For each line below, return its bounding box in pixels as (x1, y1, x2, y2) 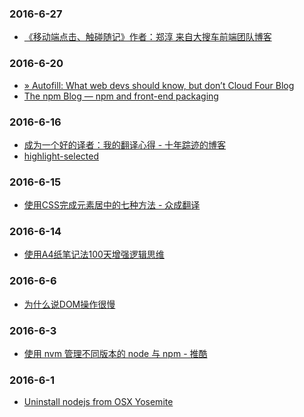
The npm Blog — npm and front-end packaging (23, 90, 219, 102)
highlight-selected (23, 150, 100, 162)
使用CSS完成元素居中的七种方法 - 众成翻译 (23, 199, 201, 211)
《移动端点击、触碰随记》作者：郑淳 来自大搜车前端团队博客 (23, 31, 272, 43)
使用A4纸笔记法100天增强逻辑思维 (23, 248, 165, 261)
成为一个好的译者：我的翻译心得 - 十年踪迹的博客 (23, 138, 227, 151)
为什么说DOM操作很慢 (23, 298, 116, 310)
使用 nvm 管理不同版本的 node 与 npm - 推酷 (23, 348, 208, 360)
